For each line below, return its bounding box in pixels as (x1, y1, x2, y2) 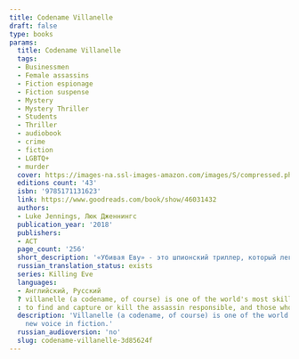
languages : (17, 278, 58, 287)
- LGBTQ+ (17, 153, 50, 163)
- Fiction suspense (17, 87, 90, 96)
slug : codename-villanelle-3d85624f (17, 336, 153, 345)
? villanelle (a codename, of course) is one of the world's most (17, 295, 269, 304)
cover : (17, 170, 42, 179)
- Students (17, 112, 58, 121)
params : (9, 37, 38, 47)
